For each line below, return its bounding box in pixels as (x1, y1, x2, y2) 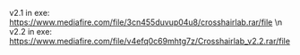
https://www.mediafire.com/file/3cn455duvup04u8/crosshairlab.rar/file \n (9, 17, 283, 27)
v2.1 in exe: (9, 8, 50, 18)
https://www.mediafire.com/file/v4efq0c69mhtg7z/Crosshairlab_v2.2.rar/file (9, 35, 291, 46)
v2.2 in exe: (9, 27, 52, 36)
